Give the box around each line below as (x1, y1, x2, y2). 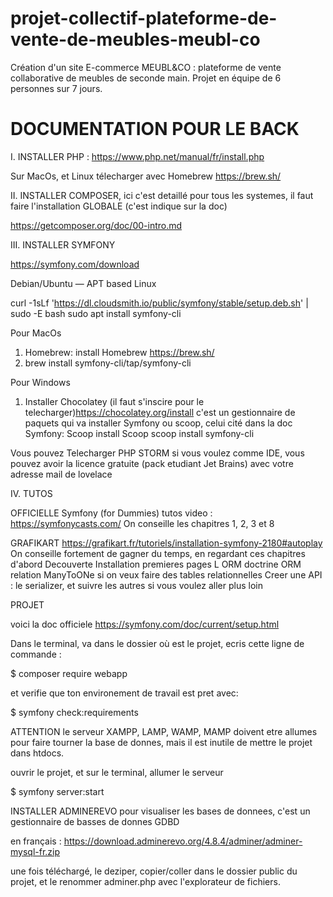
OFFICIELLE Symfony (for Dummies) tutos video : (10, 507, 213, 519)
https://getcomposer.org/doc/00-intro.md (10, 219, 183, 231)
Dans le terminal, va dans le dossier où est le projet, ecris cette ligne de (10, 637, 305, 649)
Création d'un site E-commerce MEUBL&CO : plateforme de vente (10, 61, 282, 73)
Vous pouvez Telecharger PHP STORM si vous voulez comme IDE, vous (10, 447, 305, 459)
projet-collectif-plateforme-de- (10, 7, 278, 30)
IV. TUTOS (10, 487, 53, 499)
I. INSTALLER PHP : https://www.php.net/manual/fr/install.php (10, 150, 265, 162)
